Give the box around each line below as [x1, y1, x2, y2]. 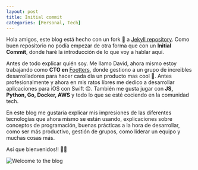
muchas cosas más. [6, 134, 55, 142]
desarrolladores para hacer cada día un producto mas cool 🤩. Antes [6, 72, 172, 80]
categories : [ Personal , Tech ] [6, 20, 81, 25]
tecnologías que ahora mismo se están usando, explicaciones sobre [6, 116, 172, 123]
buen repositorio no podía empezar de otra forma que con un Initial [6, 42, 171, 49]
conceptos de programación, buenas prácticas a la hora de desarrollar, [6, 122, 180, 129]
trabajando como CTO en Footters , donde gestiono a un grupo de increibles [6, 66, 192, 73]
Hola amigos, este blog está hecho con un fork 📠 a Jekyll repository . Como [6, 36, 190, 43]
